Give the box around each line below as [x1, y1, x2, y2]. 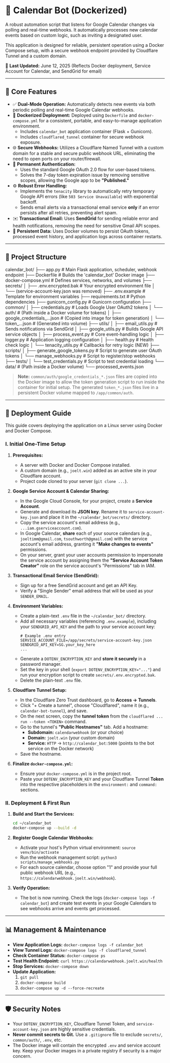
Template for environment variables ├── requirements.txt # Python [5, 293, 146, 299]
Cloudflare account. [20, 472, 62, 479]
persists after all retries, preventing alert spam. [20, 209, 118, 215]
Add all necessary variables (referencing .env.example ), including [20, 618, 157, 624]
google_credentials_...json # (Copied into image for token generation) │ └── [5, 315, 164, 321]
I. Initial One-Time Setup [5, 440, 66, 447]
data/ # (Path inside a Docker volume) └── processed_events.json [5, 363, 144, 370]
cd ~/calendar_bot [12, 820, 52, 826]
